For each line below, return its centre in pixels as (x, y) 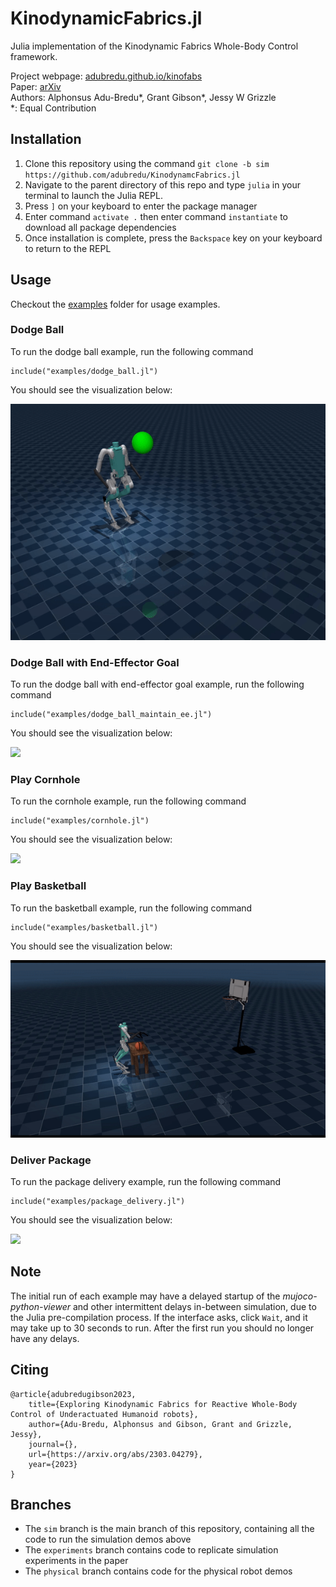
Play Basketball (48, 886)
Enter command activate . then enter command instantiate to (156, 216)
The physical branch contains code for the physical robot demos (158, 1571)
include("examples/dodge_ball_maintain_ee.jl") (111, 715)
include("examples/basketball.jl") (84, 927)
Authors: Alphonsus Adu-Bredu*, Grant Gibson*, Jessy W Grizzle (143, 97)
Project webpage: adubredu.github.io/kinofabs (106, 76)
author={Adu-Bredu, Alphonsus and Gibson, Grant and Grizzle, (160, 1424)
